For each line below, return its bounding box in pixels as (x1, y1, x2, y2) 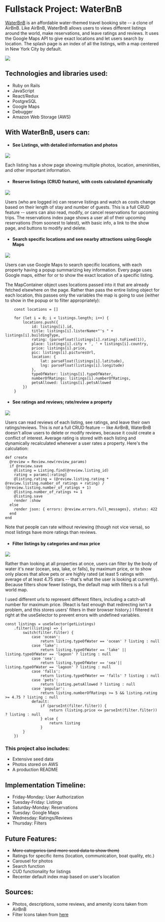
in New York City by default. (5, 46, 62, 52)
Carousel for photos (12, 858, 53, 864)
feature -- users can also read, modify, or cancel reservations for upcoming (5, 209, 159, 215)
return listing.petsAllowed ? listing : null (40, 682, 135, 687)
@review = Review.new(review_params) (9, 459, 87, 464)
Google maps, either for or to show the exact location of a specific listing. (5, 272, 154, 278)
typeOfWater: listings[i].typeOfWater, (31, 371, 113, 376)
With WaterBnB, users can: (5, 128, 90, 136)
